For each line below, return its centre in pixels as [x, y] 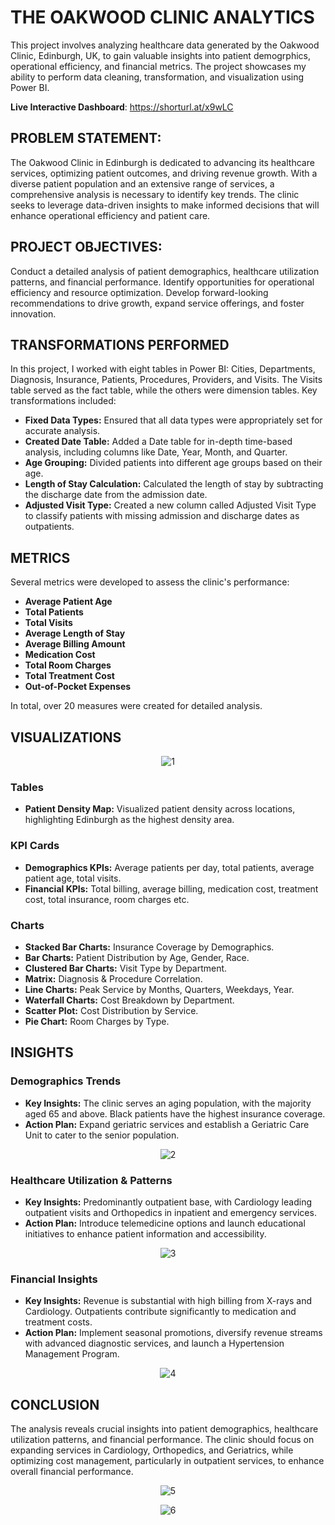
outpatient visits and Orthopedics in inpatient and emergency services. [170, 1212]
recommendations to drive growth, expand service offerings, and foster [157, 303]
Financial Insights [54, 1279]
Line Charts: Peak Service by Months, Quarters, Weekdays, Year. [159, 989]
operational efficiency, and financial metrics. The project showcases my [158, 66]
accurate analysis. [62, 431]
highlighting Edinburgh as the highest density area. [129, 820]
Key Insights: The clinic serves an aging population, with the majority [168, 1103]
